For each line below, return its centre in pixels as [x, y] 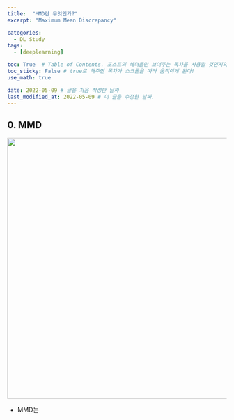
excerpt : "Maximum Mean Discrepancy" [62, 20]
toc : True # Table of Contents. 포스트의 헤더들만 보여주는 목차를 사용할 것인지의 [117, 65]
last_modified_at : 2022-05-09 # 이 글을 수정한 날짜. [81, 97]
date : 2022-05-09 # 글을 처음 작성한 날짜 [63, 90]
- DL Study [29, 39]
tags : [15, 46]
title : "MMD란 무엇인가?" [43, 14]
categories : [24, 33]
